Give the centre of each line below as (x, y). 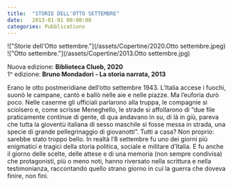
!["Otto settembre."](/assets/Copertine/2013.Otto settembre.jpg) (99, 53)
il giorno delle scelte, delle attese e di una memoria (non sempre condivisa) (115, 154)
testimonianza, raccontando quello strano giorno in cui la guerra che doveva (116, 169)
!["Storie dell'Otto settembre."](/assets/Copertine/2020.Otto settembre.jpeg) (116, 46)
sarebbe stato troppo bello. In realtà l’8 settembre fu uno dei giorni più (107, 139)
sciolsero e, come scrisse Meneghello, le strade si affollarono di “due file (111, 110)
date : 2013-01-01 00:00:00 (49, 20)
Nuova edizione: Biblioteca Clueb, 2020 (65, 67)
